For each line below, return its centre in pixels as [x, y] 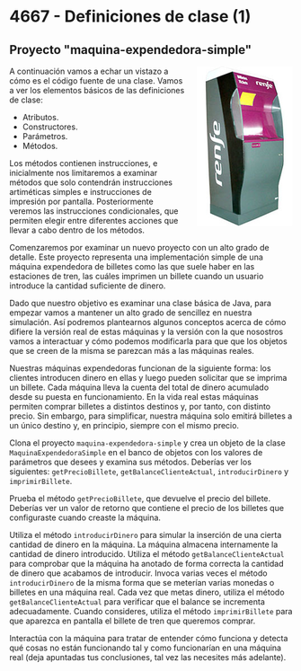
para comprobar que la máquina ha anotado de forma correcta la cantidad [147, 564]
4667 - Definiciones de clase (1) [130, 17]
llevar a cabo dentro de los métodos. [77, 230]
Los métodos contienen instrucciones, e [84, 163]
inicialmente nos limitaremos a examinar [84, 173]
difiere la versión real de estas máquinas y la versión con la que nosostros [146, 331]
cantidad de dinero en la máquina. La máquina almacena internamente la [144, 544]
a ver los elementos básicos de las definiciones [97, 90]
